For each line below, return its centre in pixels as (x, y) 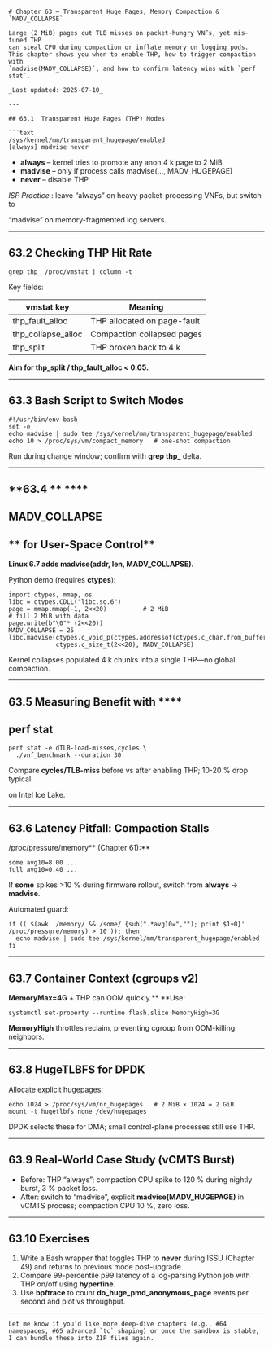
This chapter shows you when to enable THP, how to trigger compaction (132, 55)
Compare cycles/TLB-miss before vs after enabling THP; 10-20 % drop (128, 771)
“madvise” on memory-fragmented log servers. (87, 220)
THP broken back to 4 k (136, 347)
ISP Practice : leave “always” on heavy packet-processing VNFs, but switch (135, 195)
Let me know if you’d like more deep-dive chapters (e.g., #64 (118, 1324)
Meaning (146, 307)
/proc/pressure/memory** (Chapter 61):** (80, 848)
